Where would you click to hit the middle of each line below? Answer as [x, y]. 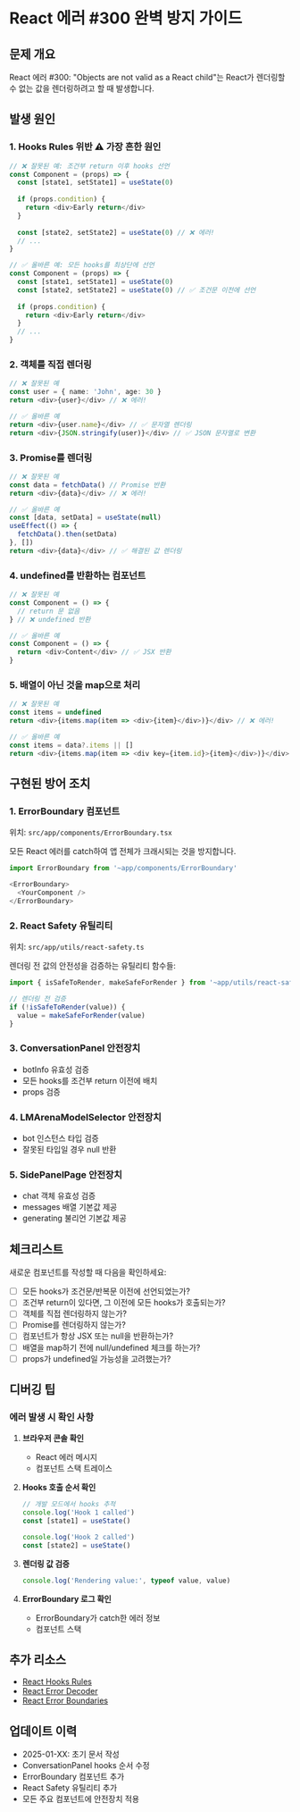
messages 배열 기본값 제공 [70, 1207]
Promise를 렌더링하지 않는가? [74, 1325]
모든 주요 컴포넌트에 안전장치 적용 [81, 1799]
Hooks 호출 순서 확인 [59, 1488]
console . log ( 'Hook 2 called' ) [79, 1537]
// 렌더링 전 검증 [38, 998]
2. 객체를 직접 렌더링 [50, 365]
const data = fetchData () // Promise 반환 [87, 485]
